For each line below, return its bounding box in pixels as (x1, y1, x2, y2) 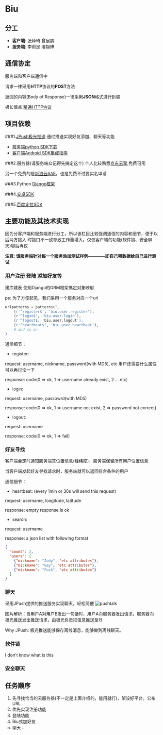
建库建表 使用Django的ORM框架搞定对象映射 (5, 284, 94, 290)
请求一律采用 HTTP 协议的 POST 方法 (5, 84, 75, 89)
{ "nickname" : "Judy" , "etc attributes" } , (14, 558, 98, 563)
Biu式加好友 (12, 718, 36, 724)
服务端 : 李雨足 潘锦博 (12, 44, 54, 50)
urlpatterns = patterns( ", (5, 304, 60, 309)
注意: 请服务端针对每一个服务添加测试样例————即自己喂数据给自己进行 (5, 253, 152, 259)
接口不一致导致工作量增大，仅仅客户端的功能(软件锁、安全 (31, 237, 148, 243)
